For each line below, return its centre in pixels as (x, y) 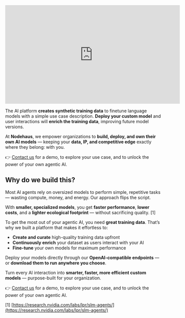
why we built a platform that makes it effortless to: (57, 227)
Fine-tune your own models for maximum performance (69, 248)
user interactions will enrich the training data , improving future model (77, 121)
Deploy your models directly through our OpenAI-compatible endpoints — (82, 257)
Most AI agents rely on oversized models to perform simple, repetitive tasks (83, 192)
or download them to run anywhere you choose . (56, 263)
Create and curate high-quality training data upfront (66, 237)
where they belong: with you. (35, 147)
